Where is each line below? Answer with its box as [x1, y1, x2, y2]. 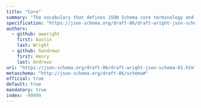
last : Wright [17, 43, 50, 49]
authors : [6, 25, 28, 32]
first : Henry [17, 53, 50, 59]
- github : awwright [11, 31, 60, 37]
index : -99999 [6, 92, 42, 98]
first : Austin [17, 37, 52, 43]
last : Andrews [17, 59, 52, 65]
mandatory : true [6, 87, 47, 93]
